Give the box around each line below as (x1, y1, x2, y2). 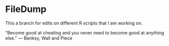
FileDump (5, 3, 47, 15)
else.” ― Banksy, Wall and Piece (5, 35, 73, 41)
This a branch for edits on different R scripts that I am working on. (5, 20, 143, 26)
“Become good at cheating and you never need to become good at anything (5, 29, 164, 35)
